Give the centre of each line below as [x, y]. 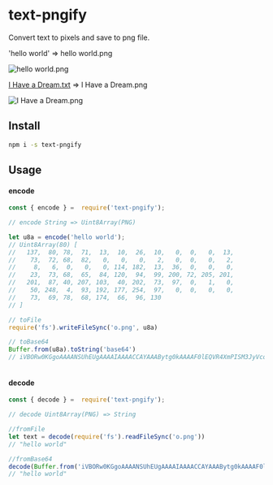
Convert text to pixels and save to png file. [79, 37]
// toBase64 [28, 342]
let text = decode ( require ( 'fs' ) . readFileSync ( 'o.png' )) [107, 436]
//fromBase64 [30, 459]
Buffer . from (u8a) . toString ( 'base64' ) [72, 350]
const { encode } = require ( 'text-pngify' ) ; [87, 208]
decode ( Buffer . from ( [43, 466]
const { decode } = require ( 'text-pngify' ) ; [87, 400]
